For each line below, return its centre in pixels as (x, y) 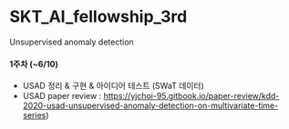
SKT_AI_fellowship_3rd (98, 17)
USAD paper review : (62, 96)
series (34, 115)
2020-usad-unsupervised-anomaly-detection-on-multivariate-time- (150, 105)
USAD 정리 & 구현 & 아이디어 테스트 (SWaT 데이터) (114, 86)
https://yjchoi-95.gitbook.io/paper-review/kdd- (191, 96)
